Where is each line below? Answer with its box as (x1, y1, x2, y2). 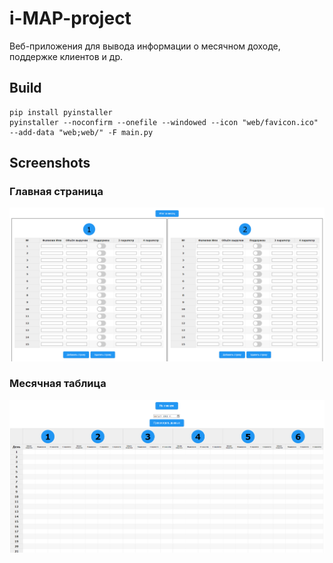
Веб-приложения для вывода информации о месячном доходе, (9, 40, 281, 52)
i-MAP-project (9, 7, 132, 30)
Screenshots (9, 155, 91, 172)
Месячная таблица (9, 377, 107, 391)
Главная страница (9, 185, 104, 199)
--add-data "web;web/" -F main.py (9, 127, 154, 137)
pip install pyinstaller (9, 107, 113, 117)
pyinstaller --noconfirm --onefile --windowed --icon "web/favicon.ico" (9, 117, 319, 127)
